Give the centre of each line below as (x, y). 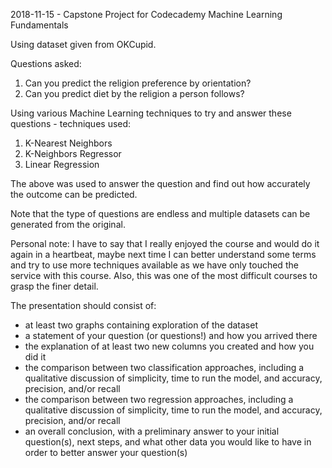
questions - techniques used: (71, 123)
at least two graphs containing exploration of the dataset (141, 325)
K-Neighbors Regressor (73, 153)
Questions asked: (46, 63)
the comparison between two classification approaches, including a (164, 367)
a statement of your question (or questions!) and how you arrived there (171, 335)
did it (35, 357)
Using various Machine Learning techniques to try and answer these (151, 113)
